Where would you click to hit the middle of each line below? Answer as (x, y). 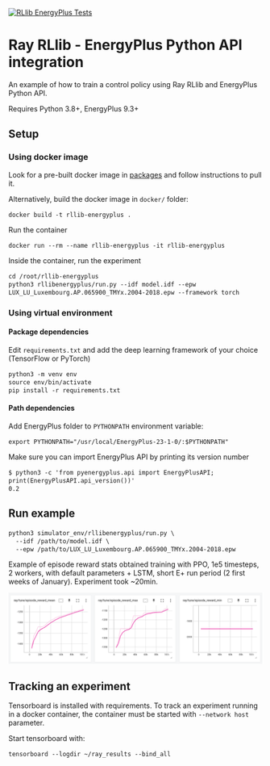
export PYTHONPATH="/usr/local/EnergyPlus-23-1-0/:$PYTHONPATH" (118, 442)
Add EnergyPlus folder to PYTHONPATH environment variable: (106, 426)
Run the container (38, 229)
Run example (42, 514)
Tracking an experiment (69, 686)
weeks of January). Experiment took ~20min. (83, 581)
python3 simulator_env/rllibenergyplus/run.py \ (91, 533)
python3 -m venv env (43, 374)
